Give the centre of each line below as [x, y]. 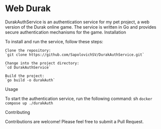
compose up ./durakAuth [29, 103]
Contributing [18, 112]
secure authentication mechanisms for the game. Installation [66, 32]
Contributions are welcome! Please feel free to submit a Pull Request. [74, 121]
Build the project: [25, 76]
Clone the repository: [28, 50]
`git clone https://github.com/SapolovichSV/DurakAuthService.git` [75, 55]
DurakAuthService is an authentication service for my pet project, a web [77, 22]
